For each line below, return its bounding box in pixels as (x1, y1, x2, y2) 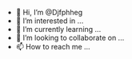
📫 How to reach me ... (15, 42, 90, 51)
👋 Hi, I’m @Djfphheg (15, 8, 83, 17)
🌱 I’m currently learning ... (15, 25, 102, 33)
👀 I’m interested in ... (15, 16, 84, 26)
